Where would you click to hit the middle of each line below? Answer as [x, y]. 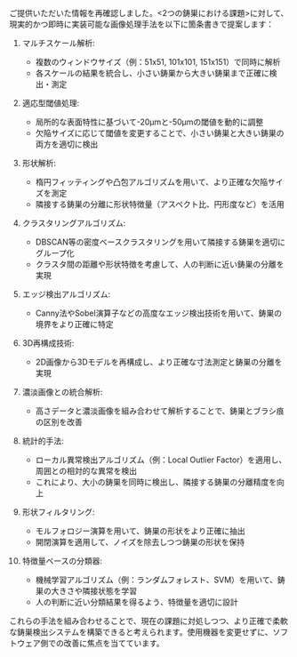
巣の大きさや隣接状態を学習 [86, 591]
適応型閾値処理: [51, 103]
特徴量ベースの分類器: [62, 561]
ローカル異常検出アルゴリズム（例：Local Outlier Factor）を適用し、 [161, 460]
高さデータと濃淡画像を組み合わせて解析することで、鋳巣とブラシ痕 [160, 411]
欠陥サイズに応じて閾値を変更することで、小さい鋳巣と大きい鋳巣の [160, 133]
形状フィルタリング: [58, 512]
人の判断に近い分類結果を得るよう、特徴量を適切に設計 [136, 602]
